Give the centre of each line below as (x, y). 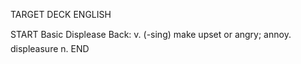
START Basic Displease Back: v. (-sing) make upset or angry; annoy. (151, 34)
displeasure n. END (50, 48)
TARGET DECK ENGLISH (61, 14)
